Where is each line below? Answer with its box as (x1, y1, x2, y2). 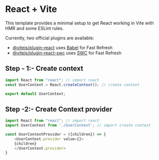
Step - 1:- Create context (5, 64, 83, 73)
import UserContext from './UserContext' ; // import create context (5, 123, 151, 128)
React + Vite (5, 3, 57, 15)
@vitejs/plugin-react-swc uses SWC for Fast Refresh (12, 50, 121, 56)
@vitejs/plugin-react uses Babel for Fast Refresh (12, 44, 113, 50)
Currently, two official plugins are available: (5, 35, 94, 41)
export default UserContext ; (5, 91, 66, 96)
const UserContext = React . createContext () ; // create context (5, 82, 140, 87)
